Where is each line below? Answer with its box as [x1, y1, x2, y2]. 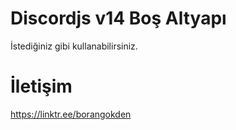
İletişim [10, 75, 73, 98]
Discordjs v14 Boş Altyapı [10, 7, 227, 30]
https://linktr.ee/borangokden [10, 108, 132, 120]
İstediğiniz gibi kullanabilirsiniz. [10, 40, 138, 52]
